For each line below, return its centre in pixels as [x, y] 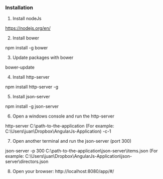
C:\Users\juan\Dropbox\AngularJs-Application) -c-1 [58, 131]
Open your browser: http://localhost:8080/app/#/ [63, 171]
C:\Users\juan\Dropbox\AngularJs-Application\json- [78, 156]
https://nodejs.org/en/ [28, 28]
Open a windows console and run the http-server [63, 116]
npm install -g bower [27, 48]
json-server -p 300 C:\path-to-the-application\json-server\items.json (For [81, 151]
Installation [19, 8]
